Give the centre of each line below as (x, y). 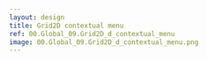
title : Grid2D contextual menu (67, 26)
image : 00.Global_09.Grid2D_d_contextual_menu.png (104, 42)
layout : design (37, 17)
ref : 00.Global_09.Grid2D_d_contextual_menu (92, 34)
